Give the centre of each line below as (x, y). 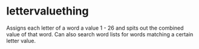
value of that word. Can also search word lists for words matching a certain (100, 34)
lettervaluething (47, 11)
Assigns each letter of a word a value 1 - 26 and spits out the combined (95, 28)
